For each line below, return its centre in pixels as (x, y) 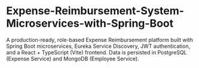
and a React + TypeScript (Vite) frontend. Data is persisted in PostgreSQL (97, 52)
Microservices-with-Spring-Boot (90, 23)
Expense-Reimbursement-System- (95, 11)
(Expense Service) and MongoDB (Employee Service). (73, 59)
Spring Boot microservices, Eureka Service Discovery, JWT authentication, (98, 46)
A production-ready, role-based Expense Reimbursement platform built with (99, 40)
